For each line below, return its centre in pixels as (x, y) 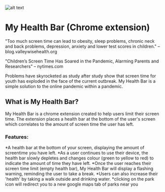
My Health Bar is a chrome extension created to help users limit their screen (82, 114)
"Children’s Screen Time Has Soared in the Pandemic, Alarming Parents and (82, 61)
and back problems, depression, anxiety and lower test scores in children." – (82, 46)
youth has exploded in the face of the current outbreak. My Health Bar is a (81, 81)
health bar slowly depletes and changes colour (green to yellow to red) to (80, 158)
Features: (17, 137)
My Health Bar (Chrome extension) (78, 28)
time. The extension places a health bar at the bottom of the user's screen (80, 119)
